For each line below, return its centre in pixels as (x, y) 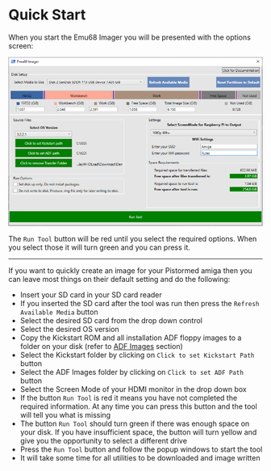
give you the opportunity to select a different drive (104, 440)
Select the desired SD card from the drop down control (111, 320)
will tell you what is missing (65, 414)
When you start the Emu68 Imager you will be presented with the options (130, 37)
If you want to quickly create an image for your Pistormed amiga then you (130, 270)
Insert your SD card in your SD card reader (91, 294)
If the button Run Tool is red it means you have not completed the (129, 397)
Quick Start (47, 15)
